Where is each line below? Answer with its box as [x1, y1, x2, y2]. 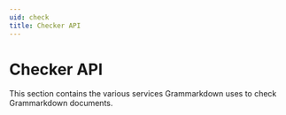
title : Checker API [9, 21, 81, 30]
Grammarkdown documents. [9, 98, 113, 109]
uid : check [9, 12, 50, 22]
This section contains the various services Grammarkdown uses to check [9, 88, 277, 99]
